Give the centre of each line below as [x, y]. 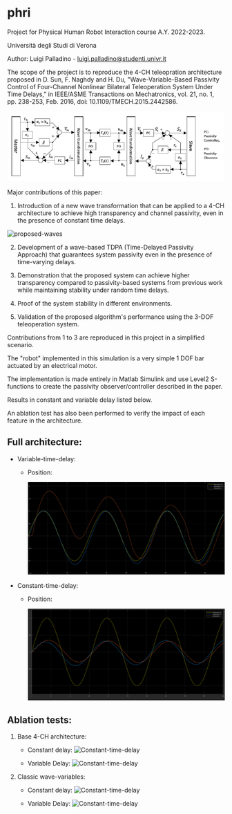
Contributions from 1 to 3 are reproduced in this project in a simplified [106, 337]
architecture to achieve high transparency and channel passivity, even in [120, 213]
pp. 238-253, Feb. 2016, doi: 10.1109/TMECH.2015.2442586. [93, 101]
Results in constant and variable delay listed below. [80, 400]
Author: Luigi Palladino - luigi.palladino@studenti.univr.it [87, 58]
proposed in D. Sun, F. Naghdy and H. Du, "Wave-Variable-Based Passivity [113, 79]
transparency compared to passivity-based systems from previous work [120, 282]
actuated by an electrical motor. [52, 365]
